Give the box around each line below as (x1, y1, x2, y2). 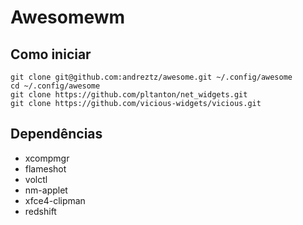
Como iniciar (10, 46, 92, 63)
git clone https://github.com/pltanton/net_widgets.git (10, 90, 248, 100)
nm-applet (24, 184, 68, 196)
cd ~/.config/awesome (10, 81, 101, 91)
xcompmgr (24, 152, 70, 164)
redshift (24, 205, 57, 217)
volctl (24, 173, 48, 185)
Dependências (10, 126, 103, 143)
